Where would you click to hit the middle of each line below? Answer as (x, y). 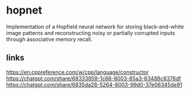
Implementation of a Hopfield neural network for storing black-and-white (95, 27)
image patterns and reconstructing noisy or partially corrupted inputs (91, 33)
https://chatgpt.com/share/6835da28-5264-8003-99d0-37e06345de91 (94, 85)
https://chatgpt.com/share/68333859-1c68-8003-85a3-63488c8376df (94, 78)
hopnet (24, 10)
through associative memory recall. (49, 39)
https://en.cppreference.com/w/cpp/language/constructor (77, 72)
